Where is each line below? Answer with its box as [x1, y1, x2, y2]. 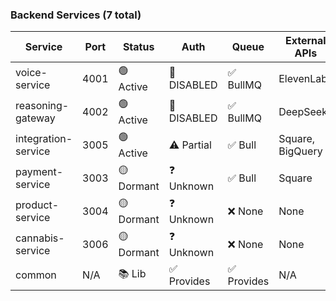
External [284, 34, 327, 48]
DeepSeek [278, 104, 328, 118]
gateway [15, 111, 56, 125]
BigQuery [278, 144, 323, 158]
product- [15, 198, 60, 212]
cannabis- [15, 231, 65, 245]
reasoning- [15, 98, 70, 112]
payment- [15, 164, 64, 178]
